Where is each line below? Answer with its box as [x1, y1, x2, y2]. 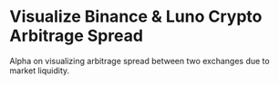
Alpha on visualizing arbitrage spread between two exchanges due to [9, 55, 271, 66]
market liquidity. [9, 65, 70, 76]
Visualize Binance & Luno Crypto [9, 6, 263, 27]
